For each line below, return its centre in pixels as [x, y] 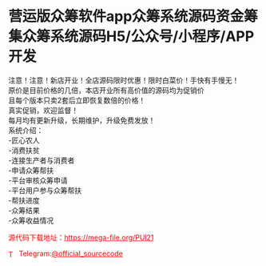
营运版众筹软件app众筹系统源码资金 [126, 16]
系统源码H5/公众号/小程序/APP [153, 36]
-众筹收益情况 [31, 220]
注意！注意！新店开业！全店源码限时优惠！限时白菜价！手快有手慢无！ [124, 80]
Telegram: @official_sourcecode [71, 253]
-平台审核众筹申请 [38, 180]
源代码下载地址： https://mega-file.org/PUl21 [81, 237]
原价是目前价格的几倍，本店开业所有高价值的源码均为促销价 [106, 90]
